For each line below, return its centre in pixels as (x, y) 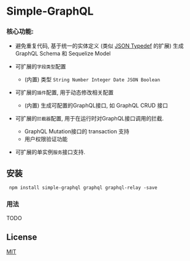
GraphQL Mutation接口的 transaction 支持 (77, 131)
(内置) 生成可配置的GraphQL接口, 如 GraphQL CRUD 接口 (96, 106)
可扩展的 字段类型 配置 (40, 67)
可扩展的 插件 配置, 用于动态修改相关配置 (64, 92)
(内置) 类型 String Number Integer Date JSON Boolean (92, 79)
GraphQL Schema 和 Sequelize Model (63, 54)
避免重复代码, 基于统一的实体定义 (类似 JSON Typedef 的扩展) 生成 (99, 46)
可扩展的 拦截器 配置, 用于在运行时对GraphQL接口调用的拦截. (89, 119)
